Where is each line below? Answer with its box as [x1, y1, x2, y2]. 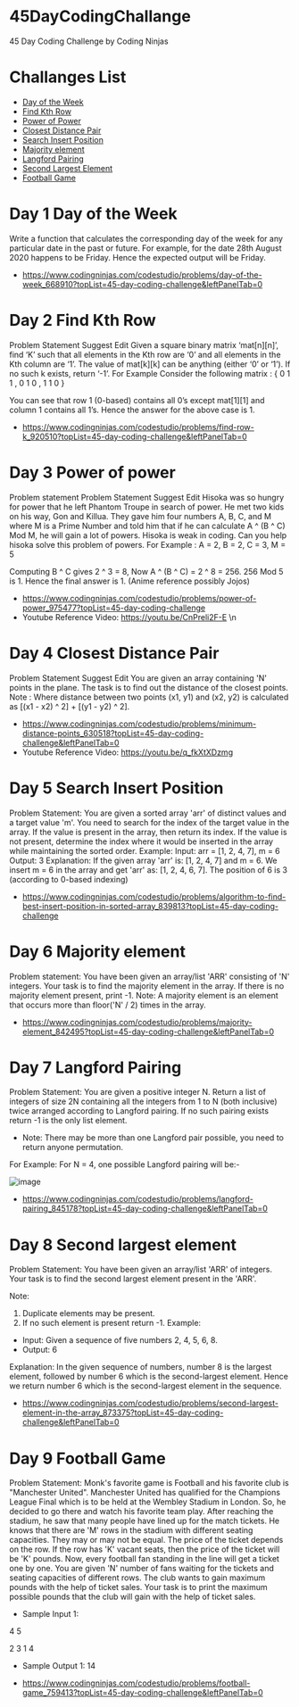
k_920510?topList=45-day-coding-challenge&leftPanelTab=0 [21, 431, 247, 442]
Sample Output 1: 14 [21, 1661, 96, 1671]
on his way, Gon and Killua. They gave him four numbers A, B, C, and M [9, 510, 272, 521]
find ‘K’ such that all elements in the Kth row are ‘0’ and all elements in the [9, 349, 281, 360]
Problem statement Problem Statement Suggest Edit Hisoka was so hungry [9, 492, 285, 502]
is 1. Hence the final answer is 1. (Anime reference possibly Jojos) [9, 576, 250, 586]
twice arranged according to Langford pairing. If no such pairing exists [9, 1106, 270, 1116]
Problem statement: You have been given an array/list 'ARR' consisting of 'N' [9, 971, 290, 982]
